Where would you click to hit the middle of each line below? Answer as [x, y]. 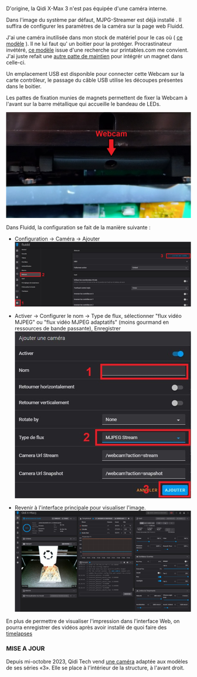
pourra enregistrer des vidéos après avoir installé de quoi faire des [86, 627]
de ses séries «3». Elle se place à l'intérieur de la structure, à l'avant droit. [95, 668]
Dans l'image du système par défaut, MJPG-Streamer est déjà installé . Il [94, 20]
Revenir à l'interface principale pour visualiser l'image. [80, 508]
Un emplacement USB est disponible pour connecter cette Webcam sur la [95, 74]
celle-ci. [16, 62]
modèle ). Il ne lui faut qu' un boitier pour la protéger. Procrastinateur [89, 44]
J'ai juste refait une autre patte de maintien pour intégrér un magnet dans [94, 56]
